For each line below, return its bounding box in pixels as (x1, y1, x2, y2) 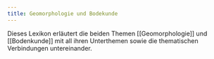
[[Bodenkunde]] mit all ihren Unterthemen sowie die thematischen (7, 36, 199, 45)
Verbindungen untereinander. (7, 44, 93, 52)
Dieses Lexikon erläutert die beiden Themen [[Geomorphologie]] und (7, 29, 208, 37)
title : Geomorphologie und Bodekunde (7, 10, 118, 17)
